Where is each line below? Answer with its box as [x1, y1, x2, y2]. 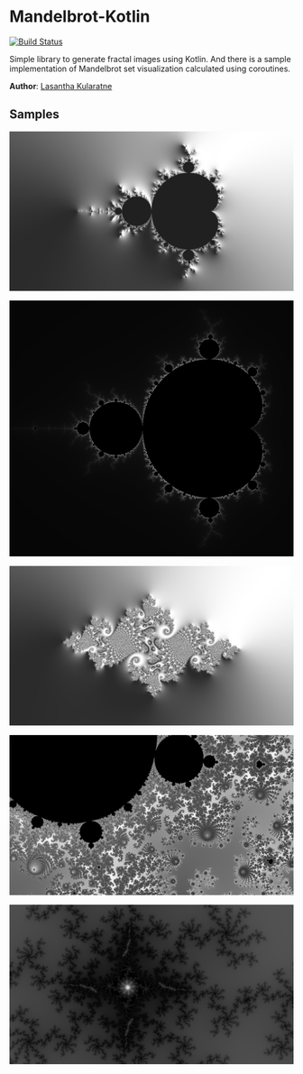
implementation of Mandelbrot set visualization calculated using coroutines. [9, 63, 291, 74]
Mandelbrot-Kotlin [9, 6, 151, 27]
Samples [9, 106, 60, 123]
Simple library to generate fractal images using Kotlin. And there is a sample [9, 53, 291, 64]
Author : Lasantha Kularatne [9, 80, 113, 91]
